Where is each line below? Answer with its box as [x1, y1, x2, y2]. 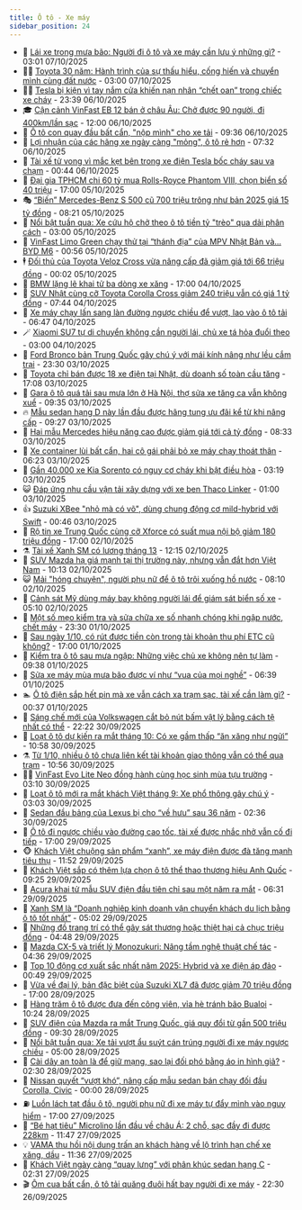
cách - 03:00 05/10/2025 [22, 226, 117, 237]
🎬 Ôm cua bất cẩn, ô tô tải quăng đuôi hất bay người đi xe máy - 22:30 [22, 1178, 285, 1189]
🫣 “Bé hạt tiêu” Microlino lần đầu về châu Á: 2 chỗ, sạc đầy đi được [22, 1120, 271, 1131]
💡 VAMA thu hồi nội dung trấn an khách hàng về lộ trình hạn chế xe [22, 1139, 271, 1150]
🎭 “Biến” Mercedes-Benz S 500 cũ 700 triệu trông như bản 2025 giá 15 [22, 194, 289, 205]
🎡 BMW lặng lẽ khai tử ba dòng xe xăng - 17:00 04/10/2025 [22, 278, 242, 289]
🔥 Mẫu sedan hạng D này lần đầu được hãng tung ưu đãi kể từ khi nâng [22, 406, 286, 417]
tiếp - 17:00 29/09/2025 [22, 835, 111, 846]
